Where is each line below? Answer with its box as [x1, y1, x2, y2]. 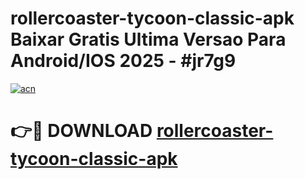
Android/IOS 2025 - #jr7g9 [10, 50, 237, 72]
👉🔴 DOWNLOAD [10, 120, 153, 142]
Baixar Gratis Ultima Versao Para [10, 28, 287, 51]
